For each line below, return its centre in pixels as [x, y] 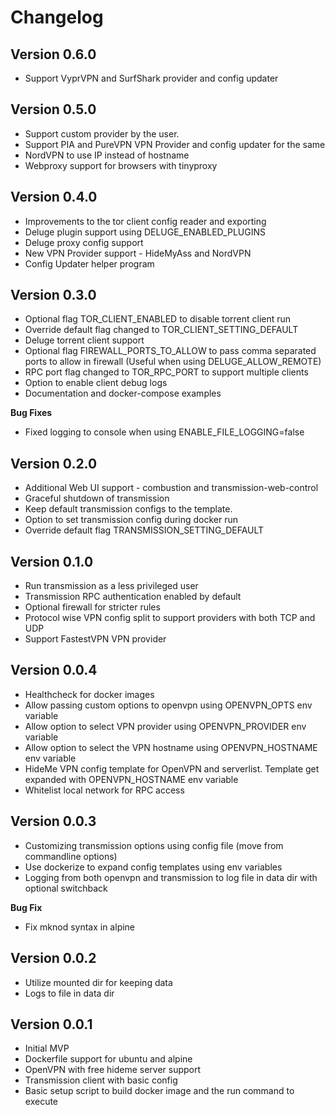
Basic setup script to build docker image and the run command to [159, 1091]
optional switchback [66, 888]
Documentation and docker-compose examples [123, 393]
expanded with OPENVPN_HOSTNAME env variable [131, 779]
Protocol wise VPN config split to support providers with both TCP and [170, 618]
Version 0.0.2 [53, 958]
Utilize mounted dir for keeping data [98, 982]
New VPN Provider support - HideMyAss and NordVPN [138, 253]
